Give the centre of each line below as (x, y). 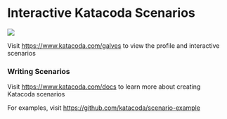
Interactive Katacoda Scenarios (101, 13)
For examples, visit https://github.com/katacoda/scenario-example (104, 108)
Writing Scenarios (39, 71)
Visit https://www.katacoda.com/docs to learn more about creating (104, 87)
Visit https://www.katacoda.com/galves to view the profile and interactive (113, 45)
